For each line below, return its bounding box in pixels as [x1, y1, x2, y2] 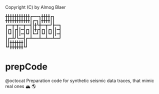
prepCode [5, 61, 47, 72]
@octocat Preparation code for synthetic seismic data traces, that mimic [5, 77, 154, 83]
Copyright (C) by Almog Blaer [5, 4, 66, 10]
